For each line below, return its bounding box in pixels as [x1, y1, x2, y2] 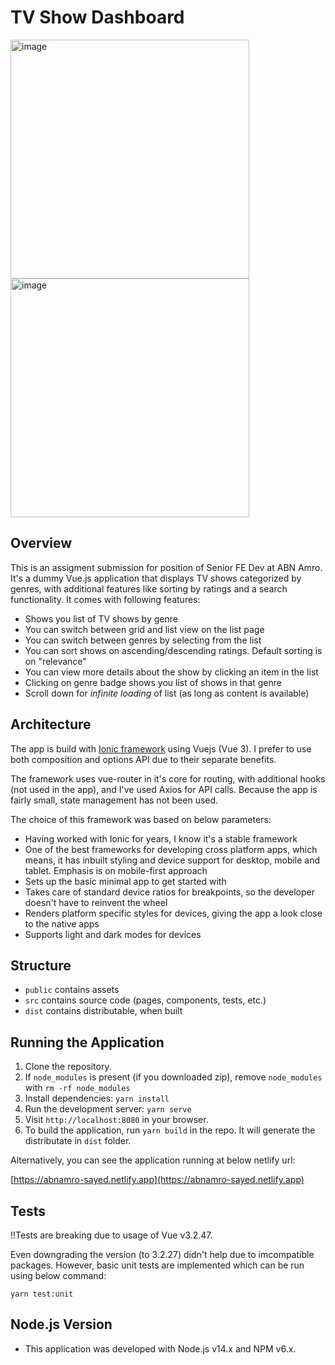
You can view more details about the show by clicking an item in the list [24, 666, 319, 678]
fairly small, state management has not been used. [10, 794, 219, 806]
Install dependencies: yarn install [24, 1092, 170, 1105]
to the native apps [24, 917, 100, 930]
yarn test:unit [10, 1289, 74, 1299]
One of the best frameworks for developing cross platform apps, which [24, 843, 318, 855]
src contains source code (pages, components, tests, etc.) [24, 994, 267, 1006]
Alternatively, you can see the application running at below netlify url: [10, 1154, 296, 1166]
